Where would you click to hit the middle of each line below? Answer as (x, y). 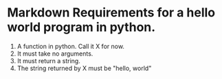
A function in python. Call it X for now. (71, 46)
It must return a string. (48, 60)
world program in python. (81, 27)
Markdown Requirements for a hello (111, 13)
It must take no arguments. (55, 54)
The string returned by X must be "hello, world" (84, 68)
